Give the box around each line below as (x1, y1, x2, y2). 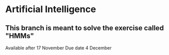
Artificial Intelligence (5, 4, 96, 15)
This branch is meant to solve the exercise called (5, 24, 164, 32)
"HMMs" (5, 31, 34, 40)
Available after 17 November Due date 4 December (5, 45, 112, 51)
